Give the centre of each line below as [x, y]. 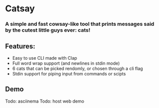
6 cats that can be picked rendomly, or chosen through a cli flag [78, 68]
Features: [20, 46]
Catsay [20, 9]
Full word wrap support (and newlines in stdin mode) [66, 63]
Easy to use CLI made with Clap [45, 58]
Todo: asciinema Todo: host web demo [45, 101]
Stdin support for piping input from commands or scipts [69, 73]
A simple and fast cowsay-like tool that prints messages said [80, 24]
